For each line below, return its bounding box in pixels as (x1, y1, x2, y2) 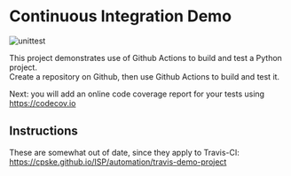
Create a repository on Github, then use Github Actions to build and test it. (9, 71, 280, 81)
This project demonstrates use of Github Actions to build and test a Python (9, 52, 282, 63)
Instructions (9, 124, 78, 139)
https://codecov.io (9, 97, 76, 108)
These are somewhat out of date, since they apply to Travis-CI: (9, 147, 240, 157)
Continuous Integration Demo (9, 6, 232, 27)
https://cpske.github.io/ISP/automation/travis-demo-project (9, 157, 227, 167)
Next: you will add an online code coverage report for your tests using (9, 88, 264, 99)
